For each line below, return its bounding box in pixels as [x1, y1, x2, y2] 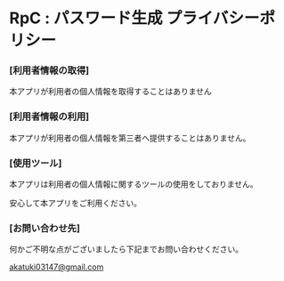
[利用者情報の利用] [9, 110, 90, 123]
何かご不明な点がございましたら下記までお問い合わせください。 [9, 244, 243, 254]
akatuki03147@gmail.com [9, 261, 104, 272]
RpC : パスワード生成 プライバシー [9, 8, 260, 28]
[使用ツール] [9, 157, 62, 169]
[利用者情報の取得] [9, 64, 90, 76]
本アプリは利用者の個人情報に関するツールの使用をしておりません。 [9, 179, 258, 189]
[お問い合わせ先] [9, 222, 80, 234]
